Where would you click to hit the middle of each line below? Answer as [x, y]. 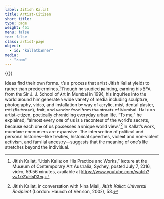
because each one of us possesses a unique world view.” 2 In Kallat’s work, [80, 126]
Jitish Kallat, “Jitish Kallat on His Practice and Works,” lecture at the [80, 161]
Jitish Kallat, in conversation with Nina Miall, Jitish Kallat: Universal [79, 186]
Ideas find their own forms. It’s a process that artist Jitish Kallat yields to [77, 83]
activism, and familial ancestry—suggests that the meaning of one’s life [77, 142]
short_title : [18, 19]
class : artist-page [25, 42]
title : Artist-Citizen [28, 14]
